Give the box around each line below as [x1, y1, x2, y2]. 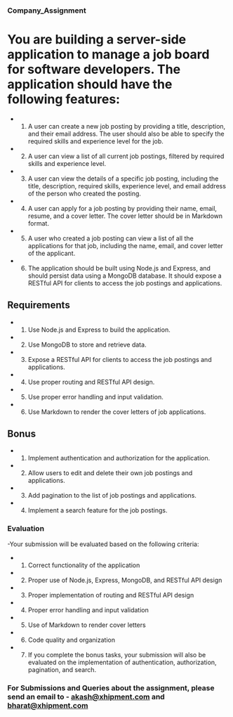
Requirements [7, 299, 70, 311]
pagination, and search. [27, 665, 97, 673]
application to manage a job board [7, 46, 210, 63]
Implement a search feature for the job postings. [27, 506, 168, 515]
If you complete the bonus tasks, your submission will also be [27, 650, 206, 659]
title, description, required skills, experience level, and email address [27, 181, 227, 190]
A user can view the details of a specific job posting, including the [27, 174, 219, 183]
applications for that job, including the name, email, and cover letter [27, 241, 223, 250]
